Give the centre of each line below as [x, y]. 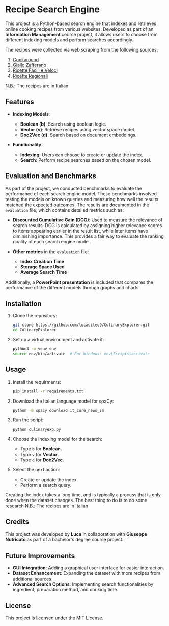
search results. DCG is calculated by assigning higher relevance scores [87, 225]
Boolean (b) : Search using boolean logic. [63, 124]
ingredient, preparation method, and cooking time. [65, 589]
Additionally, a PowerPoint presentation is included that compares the [79, 282]
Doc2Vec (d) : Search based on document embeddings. [78, 135]
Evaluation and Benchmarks [51, 176]
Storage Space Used [42, 267]
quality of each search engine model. [52, 241]
